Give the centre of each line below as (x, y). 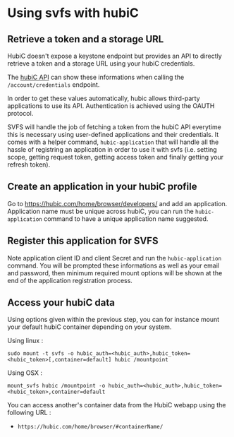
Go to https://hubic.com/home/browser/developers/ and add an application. (117, 203)
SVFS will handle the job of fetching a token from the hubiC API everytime (115, 127)
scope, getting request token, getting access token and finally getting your (116, 157)
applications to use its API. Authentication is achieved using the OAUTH (111, 106)
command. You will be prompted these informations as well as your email (113, 265)
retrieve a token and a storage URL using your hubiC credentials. (101, 64)
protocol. (20, 113)
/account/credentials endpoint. (54, 85)
